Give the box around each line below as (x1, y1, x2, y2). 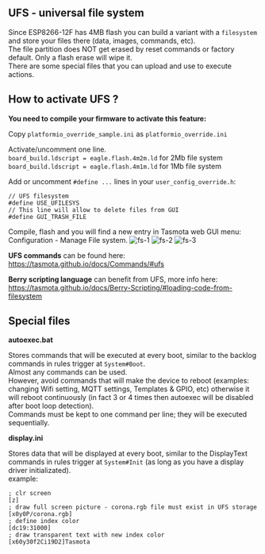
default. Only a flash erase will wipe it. (8, 52, 132, 62)
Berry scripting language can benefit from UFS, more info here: (8, 274, 218, 284)
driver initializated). (8, 466, 71, 475)
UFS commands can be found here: (8, 250, 125, 260)
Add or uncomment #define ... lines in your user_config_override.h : (8, 176, 236, 186)
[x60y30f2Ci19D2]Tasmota (8, 538, 90, 546)
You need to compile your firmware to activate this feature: (8, 113, 207, 123)
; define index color (8, 517, 80, 525)
